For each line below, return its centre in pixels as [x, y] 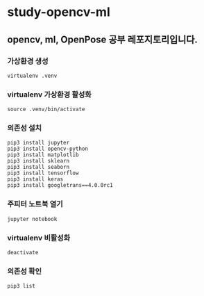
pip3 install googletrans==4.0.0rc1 [60, 186]
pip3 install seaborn [39, 167]
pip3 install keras [35, 179]
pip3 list [22, 286]
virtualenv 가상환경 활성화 [49, 94]
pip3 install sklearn [39, 161]
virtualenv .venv [32, 76]
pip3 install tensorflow [43, 173]
